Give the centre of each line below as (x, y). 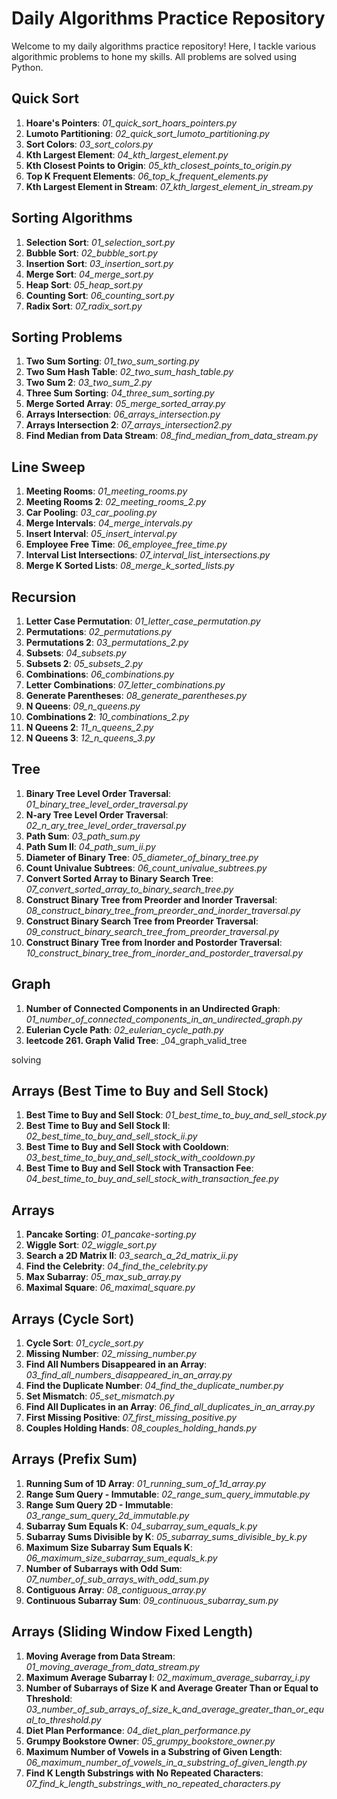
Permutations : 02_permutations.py (98, 631)
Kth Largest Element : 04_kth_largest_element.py (127, 154)
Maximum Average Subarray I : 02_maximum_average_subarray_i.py (168, 1677)
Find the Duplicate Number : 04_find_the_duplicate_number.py (154, 1386)
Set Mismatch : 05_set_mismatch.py (100, 1396)
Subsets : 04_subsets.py (76, 653)
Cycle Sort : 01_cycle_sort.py (84, 1343)
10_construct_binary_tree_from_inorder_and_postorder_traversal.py (164, 953)
